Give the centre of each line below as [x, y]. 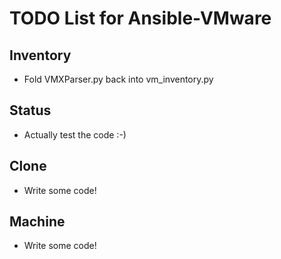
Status [30, 110]
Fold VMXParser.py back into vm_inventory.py [118, 79]
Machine [37, 222]
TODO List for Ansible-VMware [140, 18]
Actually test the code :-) [75, 134]
